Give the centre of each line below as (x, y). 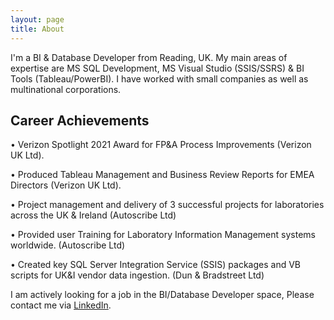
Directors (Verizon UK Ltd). (66, 185)
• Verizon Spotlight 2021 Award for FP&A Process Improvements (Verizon (161, 145)
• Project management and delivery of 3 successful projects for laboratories (167, 205)
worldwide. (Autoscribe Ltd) (68, 245)
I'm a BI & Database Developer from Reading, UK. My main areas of (149, 57)
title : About (37, 29)
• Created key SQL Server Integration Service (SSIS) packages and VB (155, 265)
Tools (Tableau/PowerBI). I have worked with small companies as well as (159, 78)
